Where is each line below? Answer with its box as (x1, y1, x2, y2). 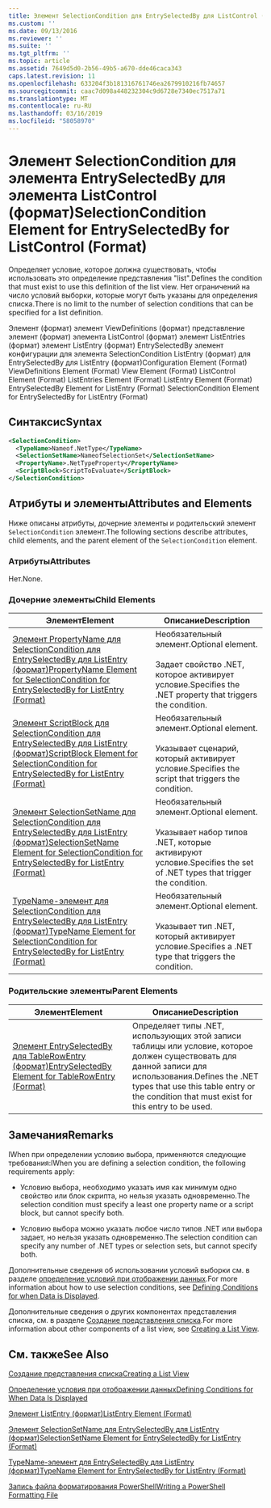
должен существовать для (131, 1050, 237, 1062)
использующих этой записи (131, 1030, 242, 1041)
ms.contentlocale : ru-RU (8, 102, 92, 110)
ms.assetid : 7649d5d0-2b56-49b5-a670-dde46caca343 (8, 65, 182, 73)
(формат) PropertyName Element (12, 664, 137, 675)
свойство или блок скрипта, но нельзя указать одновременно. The (19, 1191, 250, 1201)
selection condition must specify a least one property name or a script (19, 1200, 254, 1210)
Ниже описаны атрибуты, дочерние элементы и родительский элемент (8, 518, 256, 528)
